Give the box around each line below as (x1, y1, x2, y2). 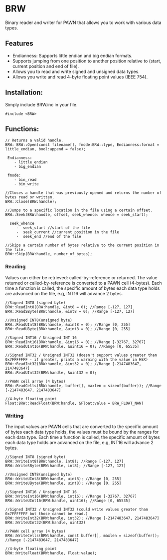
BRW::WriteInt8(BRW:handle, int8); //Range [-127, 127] (5, 459, 124, 464)
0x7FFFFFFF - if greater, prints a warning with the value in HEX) (5, 357, 149, 362)
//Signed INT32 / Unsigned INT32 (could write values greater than (5, 507, 149, 512)
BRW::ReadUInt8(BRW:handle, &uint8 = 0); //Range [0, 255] (5, 322, 131, 327)
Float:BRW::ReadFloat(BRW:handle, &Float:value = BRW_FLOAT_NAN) (5, 401, 144, 406)
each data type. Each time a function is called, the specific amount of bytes (5, 434, 161, 440)
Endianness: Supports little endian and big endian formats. (12, 52, 133, 58)
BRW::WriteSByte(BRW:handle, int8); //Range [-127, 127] (5, 463, 126, 468)
